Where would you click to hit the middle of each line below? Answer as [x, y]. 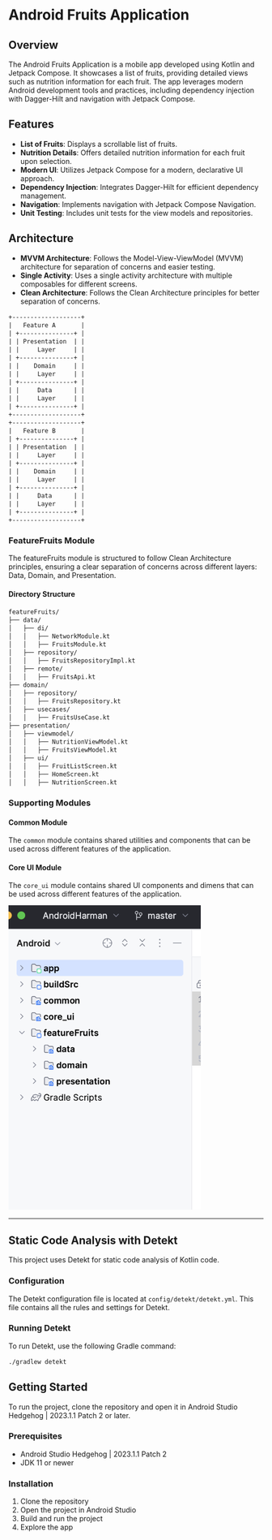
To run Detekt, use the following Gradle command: [92, 1346]
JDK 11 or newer [47, 1462]
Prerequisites [35, 1436]
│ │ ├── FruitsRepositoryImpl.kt [72, 661]
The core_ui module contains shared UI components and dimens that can [131, 886]
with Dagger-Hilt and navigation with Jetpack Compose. [102, 99]
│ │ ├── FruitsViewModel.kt [63, 750]
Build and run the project [62, 1519]
